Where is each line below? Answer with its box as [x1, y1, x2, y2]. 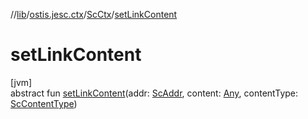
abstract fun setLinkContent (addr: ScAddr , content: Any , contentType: [10, 87, 299, 99]
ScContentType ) [10, 97, 78, 109]
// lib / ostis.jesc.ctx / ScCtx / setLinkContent [10, 9, 178, 20]
